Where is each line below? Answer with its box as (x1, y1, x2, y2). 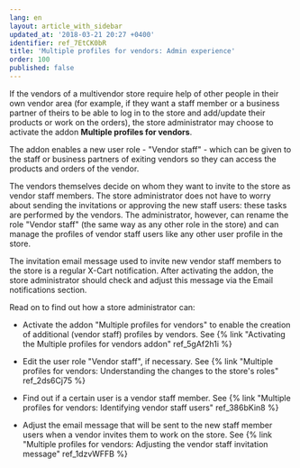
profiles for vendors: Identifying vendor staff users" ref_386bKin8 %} (22, 402, 279, 413)
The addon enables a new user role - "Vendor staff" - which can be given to (9, 143, 292, 154)
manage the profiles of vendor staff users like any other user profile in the (9, 228, 284, 239)
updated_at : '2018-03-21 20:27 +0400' (9, 30, 155, 39)
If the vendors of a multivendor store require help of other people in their (9, 87, 279, 99)
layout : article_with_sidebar (9, 22, 123, 31)
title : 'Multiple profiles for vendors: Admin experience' (9, 47, 236, 56)
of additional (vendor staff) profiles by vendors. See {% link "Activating (22, 328, 286, 339)
